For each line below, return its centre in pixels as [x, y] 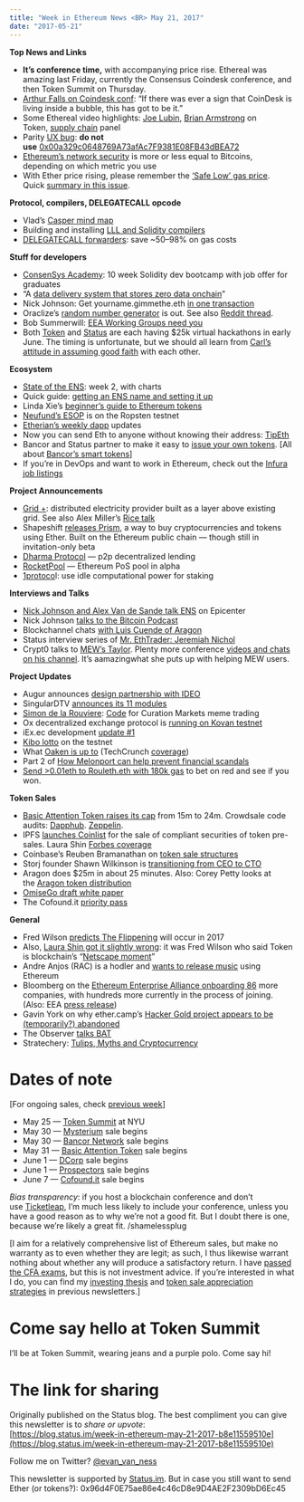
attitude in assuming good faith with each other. [111, 351]
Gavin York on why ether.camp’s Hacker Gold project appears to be [148, 1014]
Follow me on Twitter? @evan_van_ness [83, 1461]
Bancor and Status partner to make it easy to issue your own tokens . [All [157, 444]
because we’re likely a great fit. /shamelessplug [98, 1226]
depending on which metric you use [90, 166]
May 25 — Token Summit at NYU [84, 1122]
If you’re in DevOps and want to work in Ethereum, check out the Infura [155, 464]
